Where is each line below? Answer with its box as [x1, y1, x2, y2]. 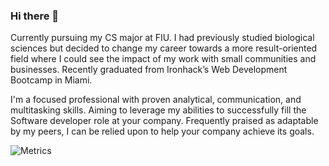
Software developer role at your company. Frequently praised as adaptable [10, 115, 319, 127]
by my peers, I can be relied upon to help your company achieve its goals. [10, 125, 315, 138]
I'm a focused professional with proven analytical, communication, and [10, 94, 302, 106]
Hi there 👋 [10, 9, 60, 23]
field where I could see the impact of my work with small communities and [10, 53, 317, 65]
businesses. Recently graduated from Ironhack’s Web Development [10, 64, 288, 76]
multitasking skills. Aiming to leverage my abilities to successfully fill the [10, 104, 307, 116]
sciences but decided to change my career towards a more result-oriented [10, 42, 318, 54]
